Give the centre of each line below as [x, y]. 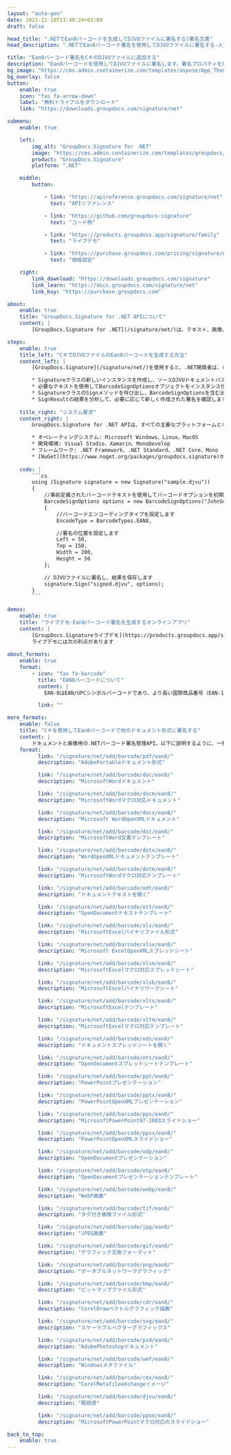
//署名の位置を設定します [87, 533]
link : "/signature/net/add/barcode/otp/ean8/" [106, 1170]
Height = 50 [73, 559]
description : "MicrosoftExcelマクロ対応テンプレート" [110, 1026]
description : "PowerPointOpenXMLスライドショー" [105, 1139]
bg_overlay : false [33, 76]
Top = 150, [72, 546]
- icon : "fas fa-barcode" [69, 673]
